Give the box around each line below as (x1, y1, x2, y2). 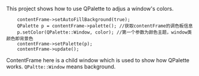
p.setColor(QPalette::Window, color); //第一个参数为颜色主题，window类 (17, 29, 192, 35)
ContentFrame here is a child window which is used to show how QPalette (6, 57, 190, 63)
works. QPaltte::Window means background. (6, 63, 116, 70)
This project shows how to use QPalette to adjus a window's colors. (6, 5, 174, 12)
